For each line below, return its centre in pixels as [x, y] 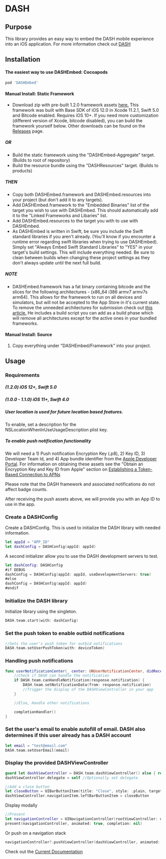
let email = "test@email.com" [36, 746]
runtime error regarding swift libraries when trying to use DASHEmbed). [85, 242]
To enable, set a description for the [41, 424]
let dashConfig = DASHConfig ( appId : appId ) [51, 546]
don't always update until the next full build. [57, 263]
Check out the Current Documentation [44, 852]
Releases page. [28, 131]
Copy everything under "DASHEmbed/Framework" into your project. [82, 345]
